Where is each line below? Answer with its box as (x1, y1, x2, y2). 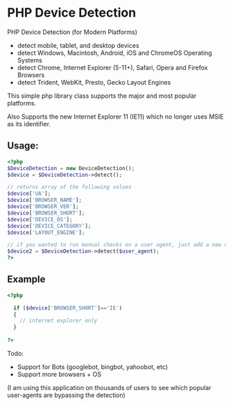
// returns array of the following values (7, 184, 132, 191)
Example (7, 273, 46, 285)
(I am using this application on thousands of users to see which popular (7, 383, 212, 391)
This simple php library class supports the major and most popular (7, 92, 197, 100)
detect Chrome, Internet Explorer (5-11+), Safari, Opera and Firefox (17, 63, 208, 71)
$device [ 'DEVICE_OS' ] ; (7, 216, 73, 223)
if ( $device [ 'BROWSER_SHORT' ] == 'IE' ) (13, 304, 123, 312)
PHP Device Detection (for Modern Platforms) (7, 28, 137, 36)
